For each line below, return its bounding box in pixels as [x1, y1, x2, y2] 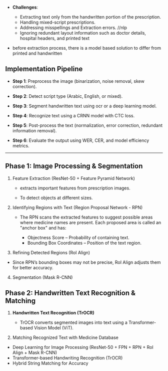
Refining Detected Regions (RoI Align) [12, 249, 90, 255]
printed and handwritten [12, 50, 62, 56]
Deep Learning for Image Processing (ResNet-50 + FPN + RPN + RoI [12, 344, 153, 350]
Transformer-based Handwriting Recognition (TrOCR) [12, 355, 123, 361]
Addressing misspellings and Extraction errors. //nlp [19, 25, 127, 31]
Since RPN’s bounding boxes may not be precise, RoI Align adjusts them [12, 259, 161, 265]
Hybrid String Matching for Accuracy [12, 360, 88, 366]
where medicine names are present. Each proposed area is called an [19, 219, 161, 225]
